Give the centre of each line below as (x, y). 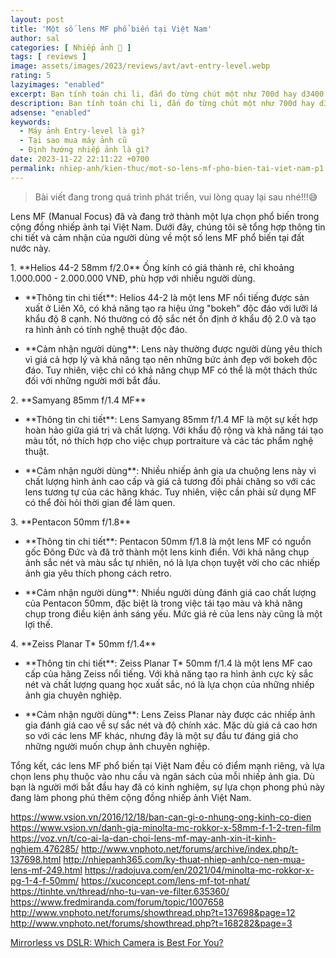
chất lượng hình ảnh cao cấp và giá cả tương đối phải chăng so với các (170, 481)
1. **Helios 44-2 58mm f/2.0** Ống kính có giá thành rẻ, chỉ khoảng (152, 267)
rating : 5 (31, 76)
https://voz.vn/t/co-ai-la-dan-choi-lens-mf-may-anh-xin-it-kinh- (143, 838)
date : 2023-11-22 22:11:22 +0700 (80, 159)
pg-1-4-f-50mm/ (45, 880)
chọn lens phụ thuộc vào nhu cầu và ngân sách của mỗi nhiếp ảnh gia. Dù (162, 776)
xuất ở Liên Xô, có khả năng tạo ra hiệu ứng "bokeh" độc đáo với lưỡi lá (171, 308)
